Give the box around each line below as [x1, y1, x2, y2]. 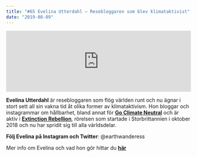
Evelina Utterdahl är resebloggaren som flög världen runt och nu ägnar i [6, 96, 181, 103]
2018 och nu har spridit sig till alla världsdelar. [6, 121, 117, 128]
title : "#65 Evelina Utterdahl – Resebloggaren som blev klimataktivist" [6, 8, 191, 15]
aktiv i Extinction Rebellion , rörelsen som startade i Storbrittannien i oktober [6, 115, 191, 122]
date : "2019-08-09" [6, 14, 54, 20]
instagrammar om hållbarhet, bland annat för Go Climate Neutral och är [6, 109, 179, 116]
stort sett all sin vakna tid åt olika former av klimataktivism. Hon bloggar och [6, 102, 189, 109]
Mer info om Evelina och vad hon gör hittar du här [6, 144, 127, 151]
